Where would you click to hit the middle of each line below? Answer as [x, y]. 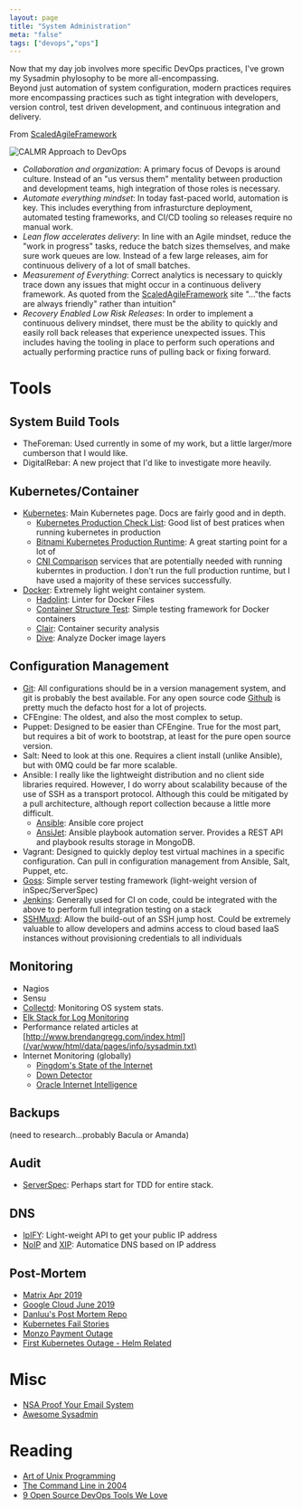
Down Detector [64, 1075]
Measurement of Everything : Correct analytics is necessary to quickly [152, 275]
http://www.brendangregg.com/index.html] [106, 1036]
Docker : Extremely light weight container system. [114, 590]
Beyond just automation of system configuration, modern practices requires [151, 88]
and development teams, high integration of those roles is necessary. [151, 189]
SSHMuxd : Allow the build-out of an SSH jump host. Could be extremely [156, 918]
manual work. [48, 227]
